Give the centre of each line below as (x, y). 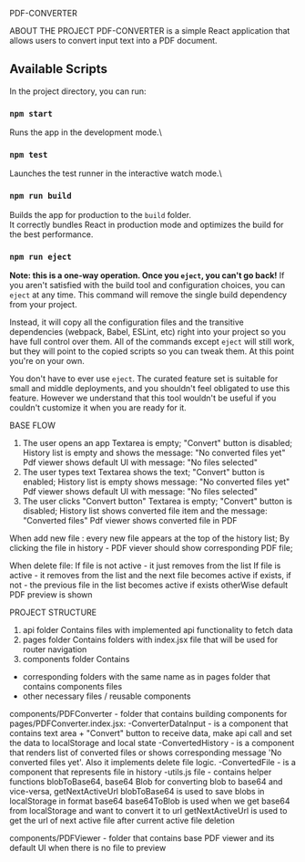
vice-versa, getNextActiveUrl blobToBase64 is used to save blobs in (137, 791)
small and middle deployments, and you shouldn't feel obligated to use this (150, 388)
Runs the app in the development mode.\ (86, 132)
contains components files (72, 686)
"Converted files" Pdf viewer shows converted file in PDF (130, 520)
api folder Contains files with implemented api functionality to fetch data (158, 630)
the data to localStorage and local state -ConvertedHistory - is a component (152, 743)
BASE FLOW (33, 425)
